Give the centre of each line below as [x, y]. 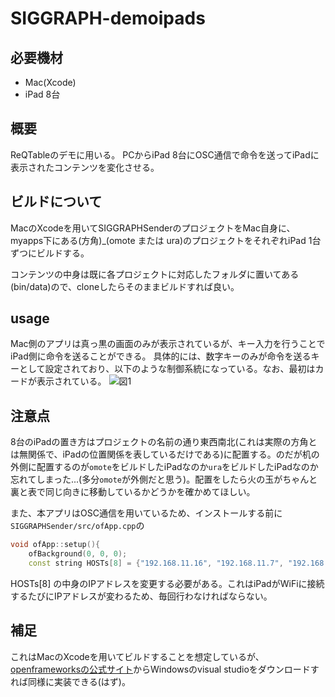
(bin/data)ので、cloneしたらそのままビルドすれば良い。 [125, 286]
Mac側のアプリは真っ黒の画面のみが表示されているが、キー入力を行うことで [168, 344]
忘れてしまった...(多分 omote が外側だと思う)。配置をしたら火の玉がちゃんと [164, 479]
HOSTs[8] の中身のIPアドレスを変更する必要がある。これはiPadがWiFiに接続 [167, 583]
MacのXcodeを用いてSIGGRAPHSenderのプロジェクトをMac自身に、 [153, 228]
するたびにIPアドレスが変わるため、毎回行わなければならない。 [141, 596]
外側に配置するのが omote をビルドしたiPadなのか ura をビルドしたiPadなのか [164, 467]
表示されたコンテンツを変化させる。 [85, 167]
